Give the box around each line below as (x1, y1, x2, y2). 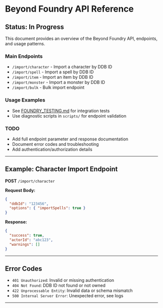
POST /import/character (5, 178, 55, 184)
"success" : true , (9, 233, 45, 238)
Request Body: (5, 187, 35, 193)
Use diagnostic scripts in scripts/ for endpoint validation (12, 113, 127, 119)
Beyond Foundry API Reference (5, 3, 134, 15)
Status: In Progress (5, 23, 65, 31)
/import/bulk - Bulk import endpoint (12, 85, 85, 90)
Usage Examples (5, 97, 46, 103)
